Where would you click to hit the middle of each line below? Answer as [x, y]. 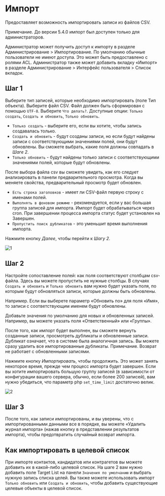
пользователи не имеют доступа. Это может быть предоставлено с [76, 57]
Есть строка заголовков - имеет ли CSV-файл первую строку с [78, 192]
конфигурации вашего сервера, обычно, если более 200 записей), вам [80, 376]
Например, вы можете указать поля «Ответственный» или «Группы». [78, 321]
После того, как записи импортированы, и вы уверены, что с [69, 419]
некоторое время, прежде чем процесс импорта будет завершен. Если [81, 366]
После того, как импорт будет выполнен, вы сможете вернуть [71, 330]
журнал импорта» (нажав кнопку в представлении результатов [72, 429]
